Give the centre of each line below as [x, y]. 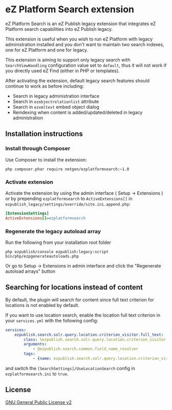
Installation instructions [44, 134]
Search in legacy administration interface [56, 96]
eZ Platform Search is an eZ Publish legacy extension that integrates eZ [81, 24]
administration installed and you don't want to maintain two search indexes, [85, 44]
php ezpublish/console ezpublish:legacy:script [57, 252]
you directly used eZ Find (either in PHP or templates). [62, 71]
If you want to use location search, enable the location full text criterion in [83, 315]
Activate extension [29, 182]
